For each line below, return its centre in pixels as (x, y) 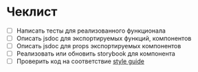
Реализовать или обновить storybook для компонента (96, 54)
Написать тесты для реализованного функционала (91, 31)
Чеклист (32, 12)
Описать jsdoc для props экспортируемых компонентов (99, 46)
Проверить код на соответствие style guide (80, 61)
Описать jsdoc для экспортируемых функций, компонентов (104, 38)
